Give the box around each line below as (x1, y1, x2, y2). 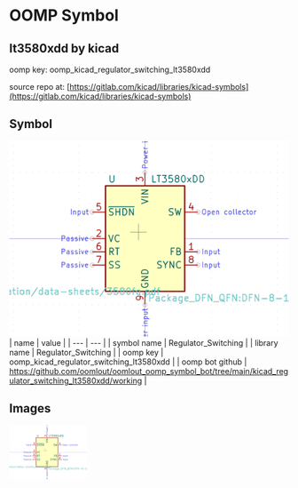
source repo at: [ (9, 82, 70, 92)
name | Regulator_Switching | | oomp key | (9, 347, 164, 357)
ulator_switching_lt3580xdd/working (9, 375, 143, 386)
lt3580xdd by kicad (9, 41, 120, 56)
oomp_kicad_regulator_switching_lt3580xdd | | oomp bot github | (9, 356, 247, 367)
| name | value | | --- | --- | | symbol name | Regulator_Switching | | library (9, 337, 278, 348)
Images (9, 401, 51, 416)
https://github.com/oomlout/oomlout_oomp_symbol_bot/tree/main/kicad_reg (9, 365, 289, 376)
